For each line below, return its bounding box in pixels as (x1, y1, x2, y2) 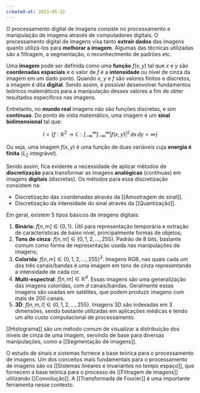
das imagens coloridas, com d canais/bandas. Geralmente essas (14, 282, 174, 289)
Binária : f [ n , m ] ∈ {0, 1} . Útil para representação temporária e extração (14, 222, 189, 230)
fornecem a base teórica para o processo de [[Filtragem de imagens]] (6, 369, 178, 376)
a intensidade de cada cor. (14, 268, 81, 275)
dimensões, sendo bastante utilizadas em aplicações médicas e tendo (14, 308, 188, 315)
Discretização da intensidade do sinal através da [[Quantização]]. (14, 199, 176, 206)
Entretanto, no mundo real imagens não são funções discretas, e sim (6, 105, 176, 112)
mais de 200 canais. (14, 295, 65, 302)
